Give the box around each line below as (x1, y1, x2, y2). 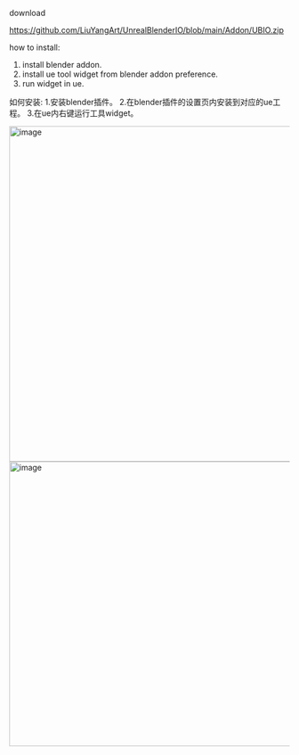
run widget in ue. (21, 78, 85, 88)
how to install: (9, 42, 61, 53)
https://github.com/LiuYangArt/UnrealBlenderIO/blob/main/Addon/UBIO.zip (9, 25, 285, 35)
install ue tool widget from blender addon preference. (21, 69, 218, 79)
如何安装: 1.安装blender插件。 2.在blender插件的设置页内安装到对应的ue (9, 97, 273, 107)
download (9, 8, 46, 18)
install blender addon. (21, 60, 102, 70)
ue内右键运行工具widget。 (41, 108, 139, 119)
